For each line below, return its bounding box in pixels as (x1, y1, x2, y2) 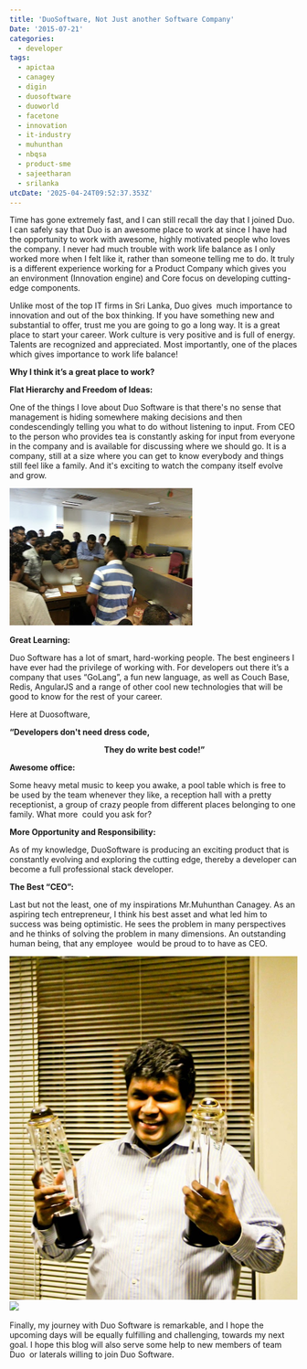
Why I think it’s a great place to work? (9, 367, 155, 378)
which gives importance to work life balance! (9, 348, 178, 360)
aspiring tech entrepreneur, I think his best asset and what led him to (9, 909, 268, 920)
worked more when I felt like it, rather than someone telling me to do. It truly (9, 253, 295, 264)
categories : (9, 34, 55, 43)
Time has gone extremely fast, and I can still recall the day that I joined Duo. (9, 215, 295, 226)
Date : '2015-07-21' (9, 24, 84, 34)
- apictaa (17, 63, 55, 72)
